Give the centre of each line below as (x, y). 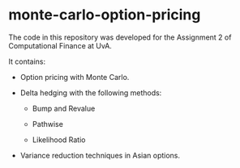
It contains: (27, 61)
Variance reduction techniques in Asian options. (100, 155)
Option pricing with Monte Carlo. (75, 77)
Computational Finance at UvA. (60, 45)
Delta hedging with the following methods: (91, 92)
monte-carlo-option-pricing (105, 15)
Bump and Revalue (64, 108)
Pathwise (47, 124)
